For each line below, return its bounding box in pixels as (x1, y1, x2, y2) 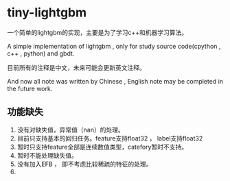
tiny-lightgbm (7, 5, 87, 21)
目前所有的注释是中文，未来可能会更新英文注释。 (7, 63, 146, 71)
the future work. (7, 84, 53, 93)
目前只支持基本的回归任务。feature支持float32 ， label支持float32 (16, 134, 203, 142)
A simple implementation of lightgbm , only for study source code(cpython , (7, 42, 221, 50)
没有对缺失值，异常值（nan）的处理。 (16, 125, 125, 134)
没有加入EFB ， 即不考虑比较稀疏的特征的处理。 (16, 160, 152, 168)
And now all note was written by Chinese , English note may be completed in (7, 77, 224, 85)
